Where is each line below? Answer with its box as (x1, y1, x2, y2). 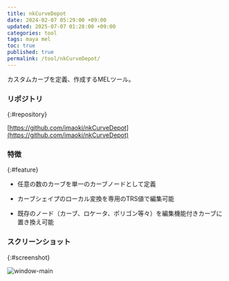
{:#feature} (7, 165, 39, 174)
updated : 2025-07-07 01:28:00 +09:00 (7, 23, 116, 30)
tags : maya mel (7, 36, 51, 43)
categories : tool (7, 29, 57, 37)
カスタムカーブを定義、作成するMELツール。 (7, 75, 135, 83)
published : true (7, 49, 54, 56)
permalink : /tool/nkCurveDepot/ (7, 55, 100, 62)
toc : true (7, 42, 36, 49)
